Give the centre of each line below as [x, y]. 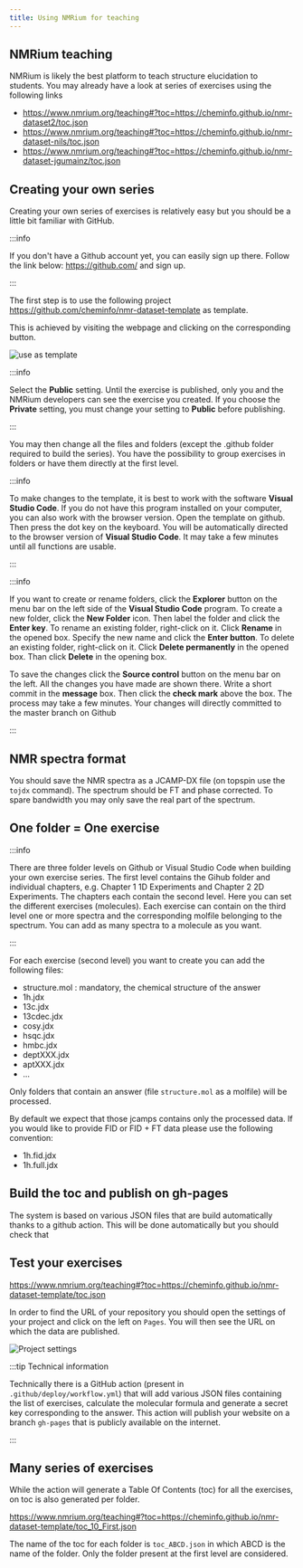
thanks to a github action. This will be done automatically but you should [144, 1225]
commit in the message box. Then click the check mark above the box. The [151, 694]
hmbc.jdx [40, 1045]
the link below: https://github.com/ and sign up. [98, 266]
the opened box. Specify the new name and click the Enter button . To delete [152, 638]
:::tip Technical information [59, 1366]
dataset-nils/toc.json [61, 142]
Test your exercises [66, 1263]
